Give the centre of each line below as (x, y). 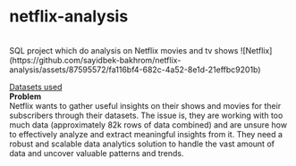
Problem (25, 96)
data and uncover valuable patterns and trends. (97, 153)
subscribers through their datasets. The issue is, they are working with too (146, 115)
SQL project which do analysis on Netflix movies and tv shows (124, 50)
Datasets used (36, 87)
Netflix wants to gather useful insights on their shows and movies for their (145, 105)
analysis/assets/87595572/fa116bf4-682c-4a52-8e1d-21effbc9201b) (135, 70)
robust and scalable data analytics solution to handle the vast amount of (142, 144)
